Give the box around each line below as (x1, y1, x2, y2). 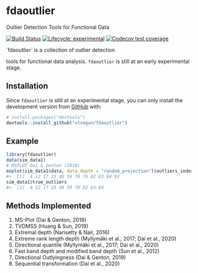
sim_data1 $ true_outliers (6, 179, 67, 185)
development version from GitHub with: (6, 103, 102, 110)
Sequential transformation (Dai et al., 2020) (14, 260, 120, 267)
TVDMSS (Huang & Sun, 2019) (14, 222, 88, 230)
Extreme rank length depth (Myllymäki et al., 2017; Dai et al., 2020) (14, 235, 177, 242)
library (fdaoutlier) (6, 152, 57, 158)
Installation (6, 81, 48, 91)
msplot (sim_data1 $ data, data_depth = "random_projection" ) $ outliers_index (6, 168, 194, 174)
